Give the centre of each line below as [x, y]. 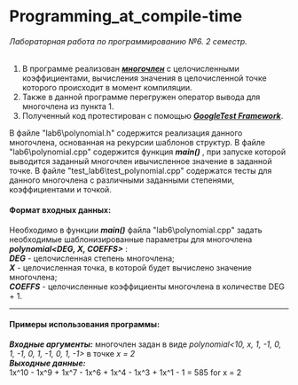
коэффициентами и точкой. [61, 190]
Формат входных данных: [60, 209]
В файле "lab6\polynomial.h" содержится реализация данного [126, 133]
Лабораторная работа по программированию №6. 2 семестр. [129, 41]
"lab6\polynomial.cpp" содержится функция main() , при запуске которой [148, 152]
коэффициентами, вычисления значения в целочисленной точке [145, 78]
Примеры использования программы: [85, 325]
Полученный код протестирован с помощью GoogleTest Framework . [153, 116]
